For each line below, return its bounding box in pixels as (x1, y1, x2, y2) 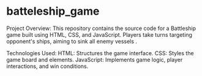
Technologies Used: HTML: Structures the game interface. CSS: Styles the (6, 49, 194, 56)
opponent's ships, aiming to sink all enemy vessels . (6, 37, 138, 45)
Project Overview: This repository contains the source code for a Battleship (6, 25, 196, 32)
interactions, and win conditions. (6, 63, 89, 70)
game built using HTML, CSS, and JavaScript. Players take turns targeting (6, 31, 193, 38)
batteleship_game (6, 4, 100, 18)
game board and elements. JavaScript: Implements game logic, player (6, 56, 183, 63)
